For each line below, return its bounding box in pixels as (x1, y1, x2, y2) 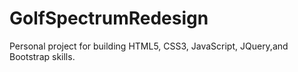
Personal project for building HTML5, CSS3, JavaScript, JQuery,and (9, 40, 289, 52)
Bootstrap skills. (9, 50, 76, 62)
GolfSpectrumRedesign (9, 7, 209, 30)
